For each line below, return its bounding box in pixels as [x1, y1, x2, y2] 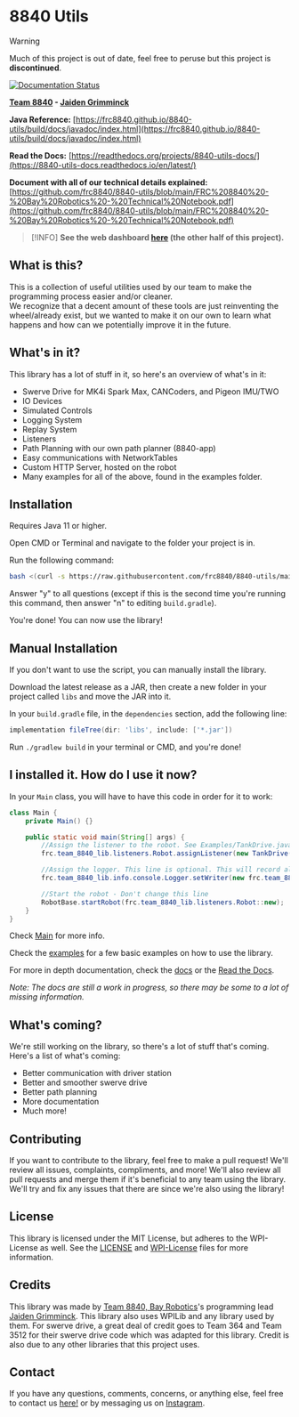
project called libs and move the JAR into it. [9, 692, 172, 702]
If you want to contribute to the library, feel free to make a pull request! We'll [9, 1155, 289, 1165]
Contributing [9, 1131, 82, 1146]
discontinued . [9, 62, 62, 73]
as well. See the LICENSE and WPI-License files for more [39, 1242, 249, 1252]
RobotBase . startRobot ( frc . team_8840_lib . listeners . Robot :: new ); [41, 897, 285, 907]
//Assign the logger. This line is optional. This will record [41, 865, 280, 874]
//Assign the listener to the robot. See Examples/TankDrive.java [41, 841, 293, 850]
